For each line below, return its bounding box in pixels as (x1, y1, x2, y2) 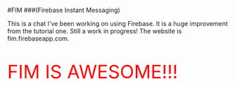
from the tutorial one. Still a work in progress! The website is (7, 27, 182, 35)
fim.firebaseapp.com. (7, 34, 70, 43)
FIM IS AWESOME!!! (7, 60, 178, 83)
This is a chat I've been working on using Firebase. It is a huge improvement (7, 20, 228, 27)
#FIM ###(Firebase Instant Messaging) (7, 6, 121, 14)
